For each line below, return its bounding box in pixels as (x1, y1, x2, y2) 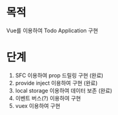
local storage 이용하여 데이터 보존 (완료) (15, 86, 112, 94)
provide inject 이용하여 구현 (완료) (15, 79, 98, 86)
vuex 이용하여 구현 (15, 102, 61, 110)
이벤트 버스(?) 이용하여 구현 (15, 94, 81, 102)
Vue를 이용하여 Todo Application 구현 (6, 27, 98, 34)
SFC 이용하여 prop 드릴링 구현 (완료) (15, 71, 104, 79)
